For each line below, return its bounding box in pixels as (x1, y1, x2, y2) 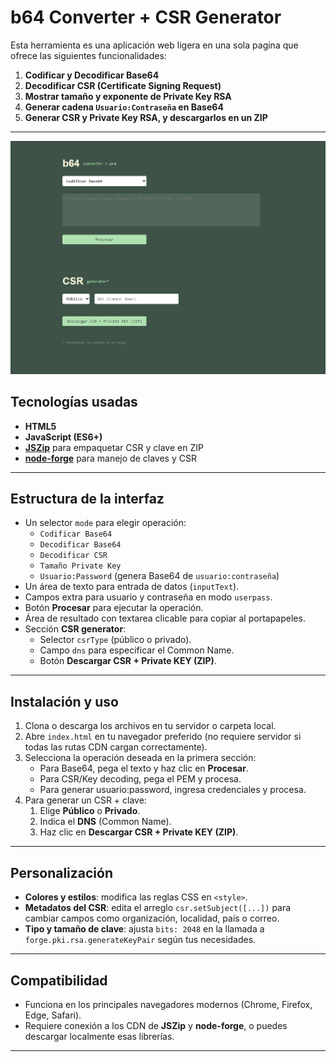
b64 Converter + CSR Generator (10, 6, 282, 29)
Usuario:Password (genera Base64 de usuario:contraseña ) (39, 570, 280, 582)
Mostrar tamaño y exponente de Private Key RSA (24, 90, 232, 102)
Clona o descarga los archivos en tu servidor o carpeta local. (24, 720, 277, 732)
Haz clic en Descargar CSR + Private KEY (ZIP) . (39, 826, 239, 838)
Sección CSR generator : (24, 623, 127, 635)
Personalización (10, 864, 114, 881)
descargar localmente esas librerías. (24, 1030, 175, 1042)
